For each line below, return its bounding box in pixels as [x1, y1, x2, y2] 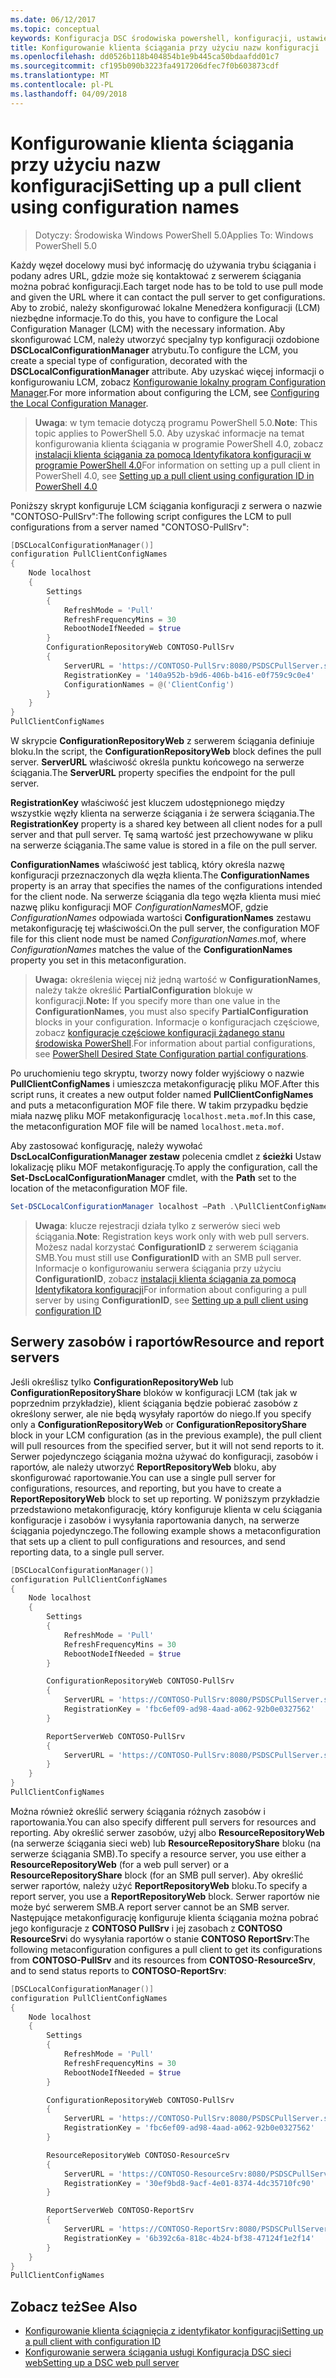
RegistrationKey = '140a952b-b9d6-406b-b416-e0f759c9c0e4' [63, 670, 315, 680]
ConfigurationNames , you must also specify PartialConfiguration [34, 1006, 309, 1018]
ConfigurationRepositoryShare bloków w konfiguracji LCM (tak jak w [10, 1386, 298, 1398]
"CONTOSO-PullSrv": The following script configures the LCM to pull [10, 510, 292, 522]
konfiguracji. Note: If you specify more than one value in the [34, 995, 281, 1007]
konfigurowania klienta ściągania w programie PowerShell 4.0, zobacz [34, 437, 324, 450]
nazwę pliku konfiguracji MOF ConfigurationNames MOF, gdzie [10, 901, 269, 913]
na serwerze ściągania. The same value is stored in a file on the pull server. [10, 839, 318, 851]
